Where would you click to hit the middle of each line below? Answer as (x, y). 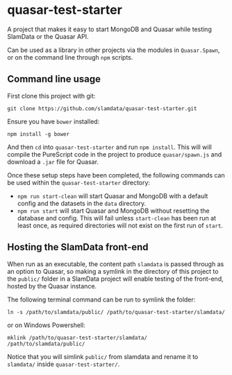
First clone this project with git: (51, 96)
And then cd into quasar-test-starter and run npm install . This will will (109, 147)
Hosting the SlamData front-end (78, 247)
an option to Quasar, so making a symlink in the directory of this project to (113, 271)
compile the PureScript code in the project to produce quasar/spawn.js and (115, 154)
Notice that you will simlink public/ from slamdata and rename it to (103, 356)
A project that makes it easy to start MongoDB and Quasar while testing (109, 29)
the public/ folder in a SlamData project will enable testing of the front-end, (115, 279)
